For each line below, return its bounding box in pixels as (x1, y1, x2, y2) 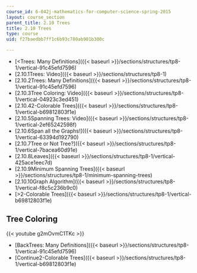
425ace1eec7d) (14, 159, 53, 166)
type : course (6, 31, 39, 37)
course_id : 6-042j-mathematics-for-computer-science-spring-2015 (6, 8, 171, 15)
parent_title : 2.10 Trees (6, 20, 70, 26)
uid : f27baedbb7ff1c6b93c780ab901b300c (6, 36, 105, 42)
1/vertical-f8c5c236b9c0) (14, 184, 78, 191)
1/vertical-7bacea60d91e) (14, 146, 78, 153)
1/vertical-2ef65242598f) (14, 121, 77, 128)
